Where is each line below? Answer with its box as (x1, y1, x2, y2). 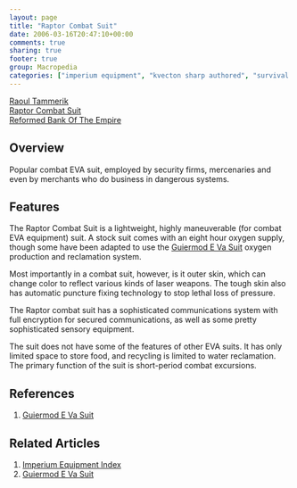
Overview (9, 140, 65, 156)
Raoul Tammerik (9, 95, 69, 106)
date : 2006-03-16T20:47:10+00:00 (9, 29, 134, 38)
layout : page (9, 12, 58, 22)
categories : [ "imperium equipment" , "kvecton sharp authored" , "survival (9, 71, 290, 80)
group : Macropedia (9, 63, 78, 72)
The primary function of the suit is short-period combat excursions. (9, 360, 257, 371)
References (9, 385, 75, 401)
